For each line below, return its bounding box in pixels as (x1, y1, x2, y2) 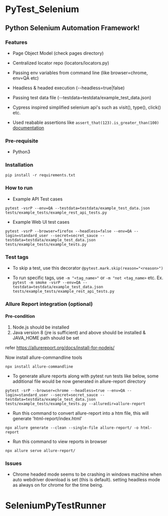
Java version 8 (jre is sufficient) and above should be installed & (12, 330, 146, 336)
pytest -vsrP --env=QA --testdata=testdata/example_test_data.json (5, 206, 150, 211)
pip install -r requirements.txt (5, 173, 76, 178)
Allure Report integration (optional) (5, 300, 93, 307)
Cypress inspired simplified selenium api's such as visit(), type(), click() (12, 104, 161, 110)
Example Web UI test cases (12, 219, 70, 225)
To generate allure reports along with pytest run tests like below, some (12, 373, 159, 379)
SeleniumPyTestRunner (5, 500, 106, 511)
